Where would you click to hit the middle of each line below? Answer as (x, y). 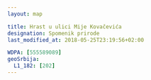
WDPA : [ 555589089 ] (34, 53)
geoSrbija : (23, 59)
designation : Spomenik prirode (54, 33)
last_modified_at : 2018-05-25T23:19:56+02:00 (75, 40)
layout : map (25, 14)
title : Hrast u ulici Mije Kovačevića (65, 27)
